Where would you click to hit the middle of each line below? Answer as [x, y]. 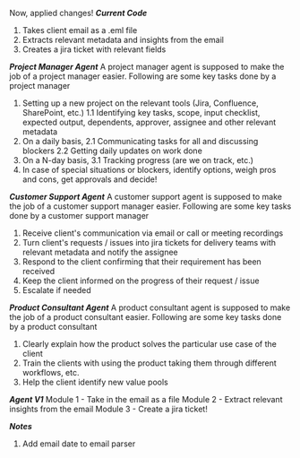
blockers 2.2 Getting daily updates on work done [112, 151]
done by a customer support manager [79, 216]
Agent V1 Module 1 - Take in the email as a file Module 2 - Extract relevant [146, 399]
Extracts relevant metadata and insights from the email [123, 40]
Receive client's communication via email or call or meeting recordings [153, 233]
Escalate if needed [56, 290]
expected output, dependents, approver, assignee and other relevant [149, 122]
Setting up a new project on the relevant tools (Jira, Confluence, [140, 103]
